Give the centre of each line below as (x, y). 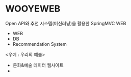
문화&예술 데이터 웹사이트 (38, 65)
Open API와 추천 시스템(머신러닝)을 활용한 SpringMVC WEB (66, 23)
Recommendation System (40, 44)
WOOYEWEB (33, 9)
